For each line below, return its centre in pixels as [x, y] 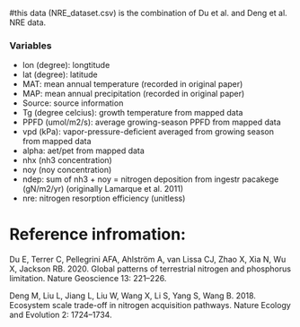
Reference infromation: [98, 234]
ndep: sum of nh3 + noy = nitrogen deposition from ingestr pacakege [150, 179]
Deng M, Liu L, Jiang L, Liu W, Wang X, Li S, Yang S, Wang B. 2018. [132, 296]
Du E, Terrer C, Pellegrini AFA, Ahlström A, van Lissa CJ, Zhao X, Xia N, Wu [148, 260]
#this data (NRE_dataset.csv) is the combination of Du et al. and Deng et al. [148, 13]
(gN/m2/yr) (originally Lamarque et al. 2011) [103, 189]
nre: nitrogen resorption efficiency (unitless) [104, 198]
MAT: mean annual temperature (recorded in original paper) [132, 84]
